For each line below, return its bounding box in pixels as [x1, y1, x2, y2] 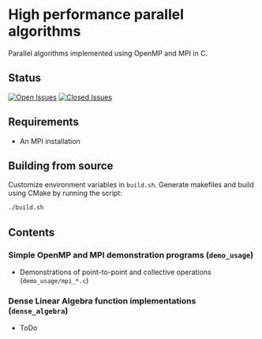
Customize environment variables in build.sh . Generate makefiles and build [8, 180, 254, 190]
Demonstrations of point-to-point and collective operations [19, 267, 211, 277]
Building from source [8, 159, 114, 172]
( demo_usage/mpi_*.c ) [19, 275, 89, 285]
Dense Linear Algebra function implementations [8, 295, 196, 306]
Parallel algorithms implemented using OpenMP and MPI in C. [8, 48, 208, 58]
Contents [8, 225, 55, 239]
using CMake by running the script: [8, 188, 122, 198]
